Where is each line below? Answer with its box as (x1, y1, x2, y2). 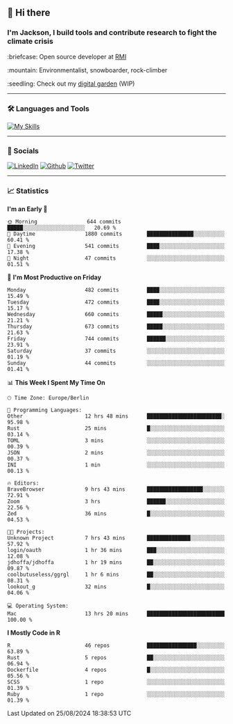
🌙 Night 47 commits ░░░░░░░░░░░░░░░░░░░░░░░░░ (7, 255, 225, 262)
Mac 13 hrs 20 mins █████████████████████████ (7, 610, 225, 617)
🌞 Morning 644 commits (7, 218, 121, 225)
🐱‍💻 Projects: (7, 528, 45, 535)
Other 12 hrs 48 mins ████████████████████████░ (7, 412, 225, 420)
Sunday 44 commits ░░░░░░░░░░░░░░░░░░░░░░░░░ (7, 359, 225, 366)
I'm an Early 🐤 (7, 205, 48, 213)
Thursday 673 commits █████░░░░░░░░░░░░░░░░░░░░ (7, 323, 225, 330)
